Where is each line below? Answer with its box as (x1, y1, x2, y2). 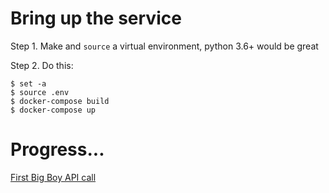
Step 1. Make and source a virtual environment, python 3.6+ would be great (10, 40, 319, 52)
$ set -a (10, 78, 47, 89)
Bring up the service (10, 7, 182, 30)
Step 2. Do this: (10, 59, 74, 71)
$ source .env (10, 87, 70, 97)
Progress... (10, 138, 105, 161)
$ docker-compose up (10, 105, 97, 115)
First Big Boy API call (10, 171, 97, 183)
